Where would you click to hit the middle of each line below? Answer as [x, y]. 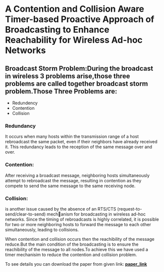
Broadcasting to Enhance [57, 30]
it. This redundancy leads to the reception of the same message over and [79, 147]
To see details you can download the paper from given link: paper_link [76, 264]
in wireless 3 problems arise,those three [68, 76]
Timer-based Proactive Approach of [80, 19]
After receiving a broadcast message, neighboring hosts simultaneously [77, 175]
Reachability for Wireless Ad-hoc [74, 40]
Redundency [25, 103]
